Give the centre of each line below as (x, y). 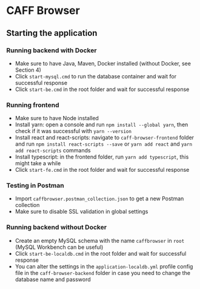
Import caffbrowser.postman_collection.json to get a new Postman (99, 199)
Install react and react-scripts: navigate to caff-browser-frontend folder (105, 138)
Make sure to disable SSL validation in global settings (82, 212)
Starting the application (52, 33)
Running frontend (33, 105)
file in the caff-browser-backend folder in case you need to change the (103, 273)
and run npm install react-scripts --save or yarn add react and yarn (104, 144)
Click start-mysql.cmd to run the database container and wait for (96, 76)
